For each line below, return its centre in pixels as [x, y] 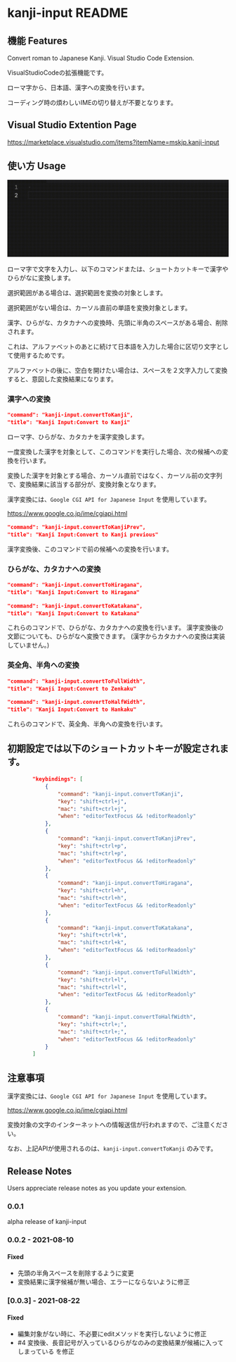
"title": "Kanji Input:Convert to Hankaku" [72, 710]
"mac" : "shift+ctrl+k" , [92, 943]
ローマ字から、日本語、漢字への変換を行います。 [78, 87]
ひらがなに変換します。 [41, 278]
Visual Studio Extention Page [72, 125]
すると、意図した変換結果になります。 [63, 379]
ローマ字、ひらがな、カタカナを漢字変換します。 [78, 437]
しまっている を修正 [46, 1351]
